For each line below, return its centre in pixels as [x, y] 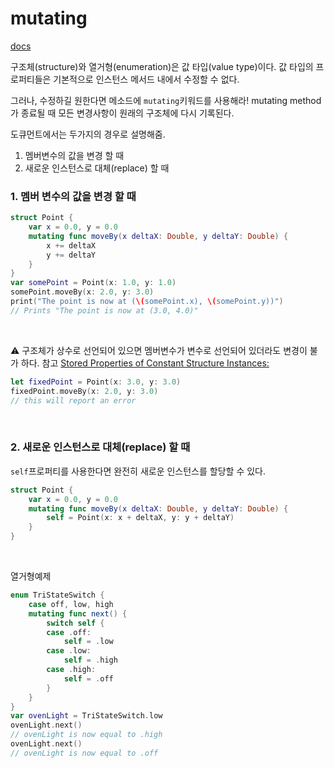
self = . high [90, 660]
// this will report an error [73, 400]
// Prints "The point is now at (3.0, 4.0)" [104, 310]
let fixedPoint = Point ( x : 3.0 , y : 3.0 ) [96, 382]
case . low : [69, 651]
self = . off [88, 678]
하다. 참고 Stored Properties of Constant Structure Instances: [145, 363]
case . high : [71, 670]
